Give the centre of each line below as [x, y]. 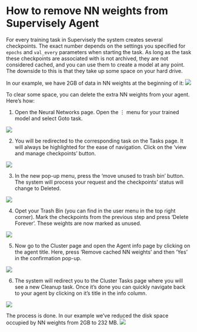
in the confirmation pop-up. [48, 258]
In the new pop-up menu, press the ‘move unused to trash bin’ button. [99, 175]
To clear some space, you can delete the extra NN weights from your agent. [98, 94]
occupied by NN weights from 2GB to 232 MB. [62, 323]
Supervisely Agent [53, 23]
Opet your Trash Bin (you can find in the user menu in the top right [95, 211]
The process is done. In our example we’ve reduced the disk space [87, 316]
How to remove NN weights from [87, 11]
